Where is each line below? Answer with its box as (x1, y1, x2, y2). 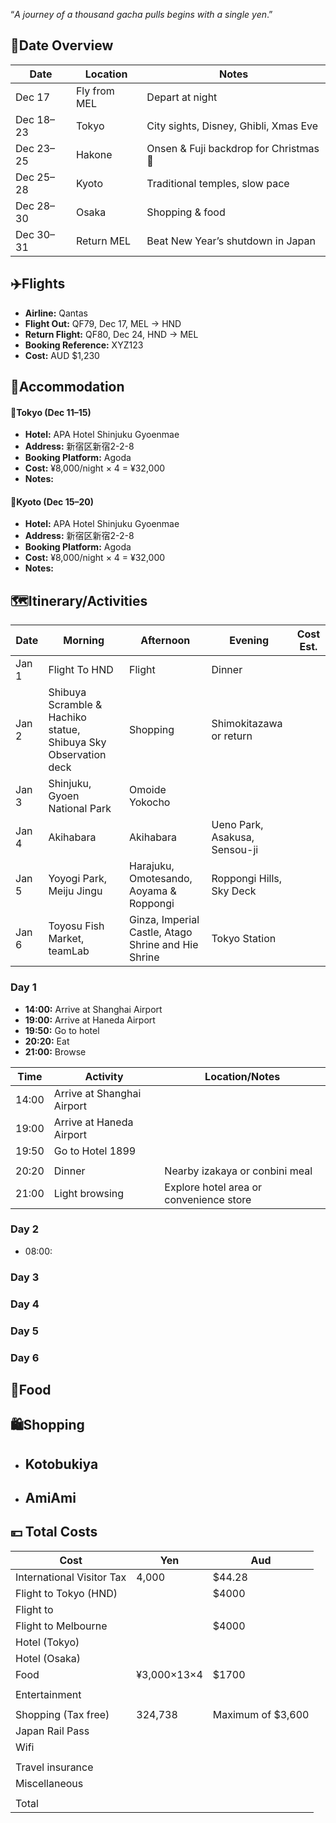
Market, (48, 932, 85, 946)
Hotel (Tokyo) (15, 1635, 80, 1649)
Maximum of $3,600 (212, 1707, 310, 1721)
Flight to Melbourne (15, 1619, 108, 1633)
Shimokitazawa (211, 717, 283, 731)
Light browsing (53, 1186, 125, 1200)
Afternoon (140, 634, 191, 648)
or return (211, 729, 253, 743)
